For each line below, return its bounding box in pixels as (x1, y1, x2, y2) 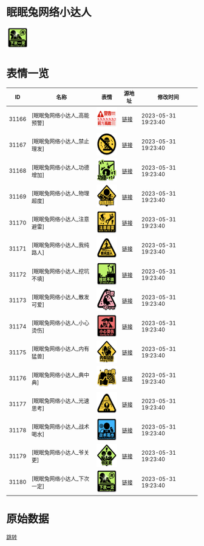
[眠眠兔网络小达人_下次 (31, 475, 90, 482)
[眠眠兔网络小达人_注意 (31, 215, 90, 223)
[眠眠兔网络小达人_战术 (31, 423, 90, 430)
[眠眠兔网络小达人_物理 (31, 189, 90, 196)
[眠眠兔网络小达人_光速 (31, 396, 90, 404)
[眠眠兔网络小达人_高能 (31, 112, 90, 119)
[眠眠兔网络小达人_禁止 (31, 137, 90, 145)
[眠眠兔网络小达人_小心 (31, 319, 90, 327)
